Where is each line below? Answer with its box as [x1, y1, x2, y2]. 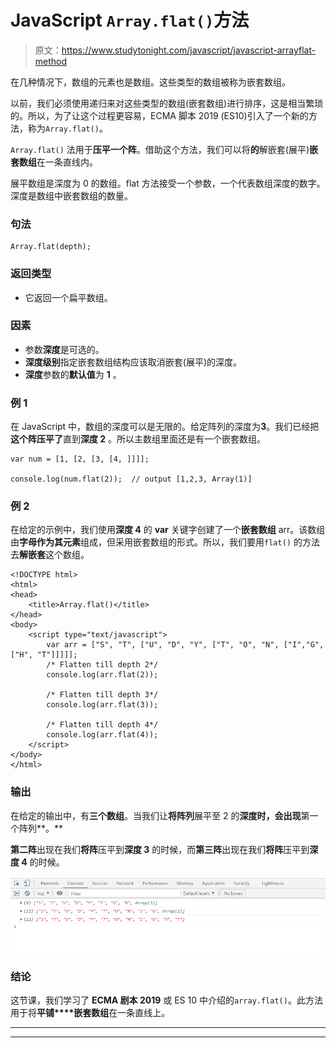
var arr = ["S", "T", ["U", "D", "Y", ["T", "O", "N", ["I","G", [46, 640, 325, 650]
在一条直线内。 [36, 156, 98, 168]
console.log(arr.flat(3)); [46, 700, 159, 710]
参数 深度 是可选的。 [24, 343, 105, 355]
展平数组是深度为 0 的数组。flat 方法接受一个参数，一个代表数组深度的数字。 [10, 177, 326, 189]
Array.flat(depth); [10, 242, 92, 252]
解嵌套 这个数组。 [19, 549, 90, 561]
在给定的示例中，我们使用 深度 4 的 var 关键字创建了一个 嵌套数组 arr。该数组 [10, 524, 326, 536]
